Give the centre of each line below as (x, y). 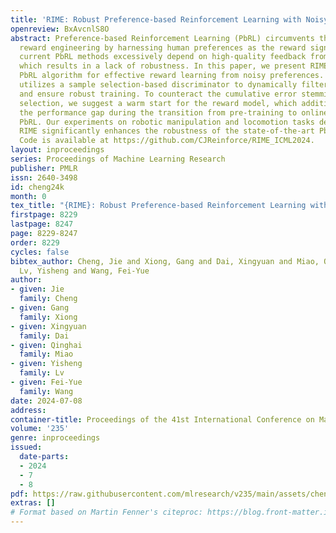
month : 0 (28, 196)
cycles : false (40, 252)
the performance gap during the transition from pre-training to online (174, 112)
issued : (26, 447)
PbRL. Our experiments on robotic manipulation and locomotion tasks (167, 122)
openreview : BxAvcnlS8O (60, 29)
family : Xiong (48, 317)
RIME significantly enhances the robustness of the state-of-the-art (167, 131)
